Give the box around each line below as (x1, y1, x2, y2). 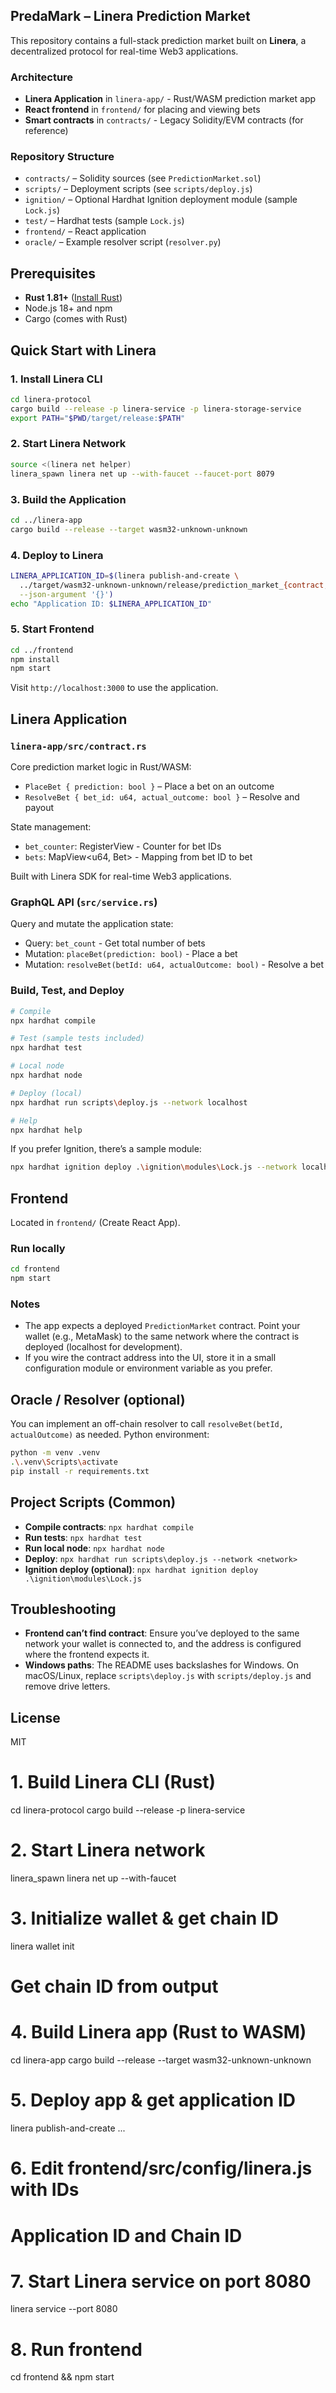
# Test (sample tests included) (10, 1034, 145, 1044)
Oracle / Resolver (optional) (10, 1391, 186, 1408)
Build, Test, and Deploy (10, 984, 125, 998)
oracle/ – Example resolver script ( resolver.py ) (24, 236, 222, 248)
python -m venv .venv (10, 1448, 101, 1458)
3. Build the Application (10, 492, 127, 506)
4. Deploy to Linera (10, 548, 104, 562)
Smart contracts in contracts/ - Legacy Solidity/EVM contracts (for (24, 114, 304, 126)
